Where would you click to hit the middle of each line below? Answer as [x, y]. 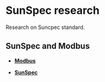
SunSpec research [52, 11]
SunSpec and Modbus [48, 46]
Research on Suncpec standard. [45, 27]
